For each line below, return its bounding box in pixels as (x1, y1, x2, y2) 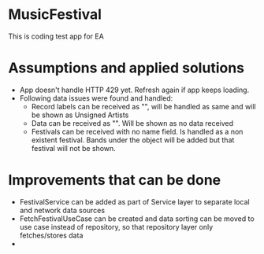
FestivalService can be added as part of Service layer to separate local (19, 197, 250, 206)
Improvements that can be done (8, 171, 221, 190)
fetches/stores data (19, 230, 84, 240)
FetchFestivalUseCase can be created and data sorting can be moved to (19, 214, 255, 223)
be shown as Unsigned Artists (31, 110, 129, 120)
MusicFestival (8, 6, 102, 24)
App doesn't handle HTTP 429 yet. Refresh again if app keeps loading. (19, 85, 250, 94)
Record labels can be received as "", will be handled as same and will (31, 101, 256, 111)
